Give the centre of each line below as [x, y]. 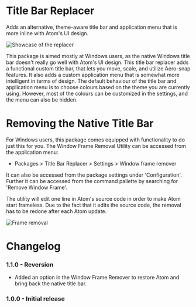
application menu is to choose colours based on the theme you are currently [98, 87]
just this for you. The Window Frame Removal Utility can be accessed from [96, 146]
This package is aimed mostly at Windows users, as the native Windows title [98, 56]
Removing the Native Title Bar [80, 124]
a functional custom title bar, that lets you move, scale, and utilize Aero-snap [98, 68]
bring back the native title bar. [50, 284]
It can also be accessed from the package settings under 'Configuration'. [94, 175]
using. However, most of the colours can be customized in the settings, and [97, 93]
